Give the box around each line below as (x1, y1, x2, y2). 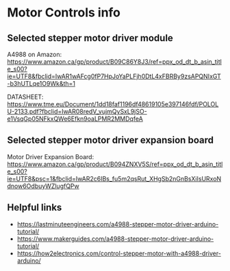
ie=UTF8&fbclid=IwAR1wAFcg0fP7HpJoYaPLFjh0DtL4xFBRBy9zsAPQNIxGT (7, 72, 221, 80)
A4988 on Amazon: (7, 50, 62, 58)
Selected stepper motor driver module (7, 32, 173, 44)
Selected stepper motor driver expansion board (7, 134, 214, 146)
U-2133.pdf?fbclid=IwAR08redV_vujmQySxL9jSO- (7, 108, 147, 115)
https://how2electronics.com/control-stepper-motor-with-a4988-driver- (16, 249, 221, 257)
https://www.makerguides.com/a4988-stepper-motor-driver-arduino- (16, 235, 214, 243)
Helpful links (7, 202, 62, 213)
